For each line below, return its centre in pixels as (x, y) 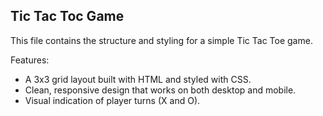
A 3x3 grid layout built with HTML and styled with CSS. (138, 79)
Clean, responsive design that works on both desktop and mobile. (160, 90)
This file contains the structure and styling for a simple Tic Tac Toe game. (161, 40)
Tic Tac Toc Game (67, 16)
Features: (30, 60)
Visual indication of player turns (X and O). (112, 100)
